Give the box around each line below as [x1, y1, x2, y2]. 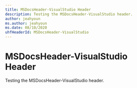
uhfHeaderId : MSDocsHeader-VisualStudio [5, 30, 89, 35]
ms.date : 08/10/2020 [5, 25, 48, 30]
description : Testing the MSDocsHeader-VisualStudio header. [5, 12, 133, 17]
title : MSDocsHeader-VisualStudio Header [5, 7, 91, 12]
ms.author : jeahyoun [5, 21, 48, 26]
